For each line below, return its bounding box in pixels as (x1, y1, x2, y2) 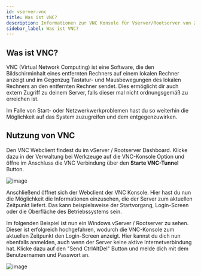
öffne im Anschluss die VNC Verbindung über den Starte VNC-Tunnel (6, 159, 179, 166)
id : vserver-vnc (6, 8, 47, 15)
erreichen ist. (6, 95, 39, 102)
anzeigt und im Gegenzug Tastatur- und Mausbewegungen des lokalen (6, 76, 181, 84)
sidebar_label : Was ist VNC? (6, 25, 79, 32)
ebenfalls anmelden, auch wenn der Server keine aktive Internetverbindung (6, 238, 192, 245)
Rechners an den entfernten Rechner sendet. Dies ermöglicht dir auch (6, 83, 179, 90)
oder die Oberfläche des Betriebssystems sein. (6, 208, 123, 215)
